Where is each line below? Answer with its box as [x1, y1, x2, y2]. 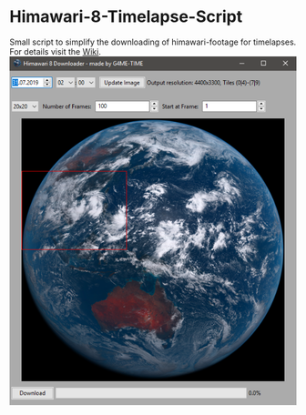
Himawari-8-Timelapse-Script [9, 6, 243, 27]
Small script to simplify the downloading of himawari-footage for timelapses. [9, 36, 297, 47]
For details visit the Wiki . [9, 46, 102, 56]
